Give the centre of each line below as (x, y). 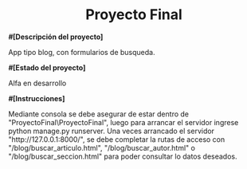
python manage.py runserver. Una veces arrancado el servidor (112, 131)
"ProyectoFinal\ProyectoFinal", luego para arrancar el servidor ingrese (123, 122)
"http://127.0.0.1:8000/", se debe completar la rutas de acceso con (117, 139)
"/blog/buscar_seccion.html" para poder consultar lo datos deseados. (123, 156)
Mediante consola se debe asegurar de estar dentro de (99, 114)
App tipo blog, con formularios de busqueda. (82, 52)
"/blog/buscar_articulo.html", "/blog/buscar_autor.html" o (102, 147)
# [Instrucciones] (37, 98)
